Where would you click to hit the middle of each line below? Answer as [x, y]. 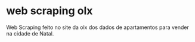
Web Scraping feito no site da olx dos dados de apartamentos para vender [98, 27]
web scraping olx [49, 11]
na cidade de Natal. [30, 33]
